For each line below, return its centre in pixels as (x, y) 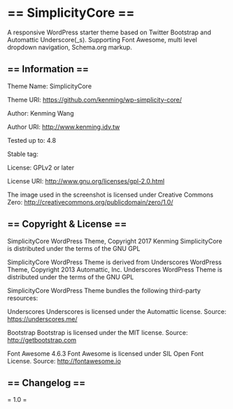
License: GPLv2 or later (41, 167)
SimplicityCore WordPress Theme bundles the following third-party (104, 290)
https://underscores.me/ (42, 319)
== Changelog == (47, 383)
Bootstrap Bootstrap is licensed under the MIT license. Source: (98, 332)
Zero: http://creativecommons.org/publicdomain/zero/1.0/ (90, 202)
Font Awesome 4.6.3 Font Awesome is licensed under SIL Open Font (106, 353)
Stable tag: (23, 154)
